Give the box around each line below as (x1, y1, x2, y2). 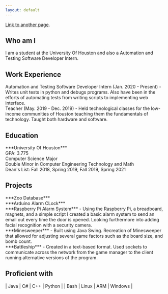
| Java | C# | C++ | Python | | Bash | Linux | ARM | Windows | (5, 283, 133, 289)
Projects (5, 181, 33, 190)
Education (5, 131, 39, 140)
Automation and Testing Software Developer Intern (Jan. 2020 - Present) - (5, 84, 161, 90)
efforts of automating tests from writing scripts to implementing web (5, 95, 149, 101)
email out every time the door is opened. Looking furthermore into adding (5, 216, 159, 222)
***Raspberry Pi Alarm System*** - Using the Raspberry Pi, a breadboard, (5, 206, 163, 212)
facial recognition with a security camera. (5, 222, 93, 228)
